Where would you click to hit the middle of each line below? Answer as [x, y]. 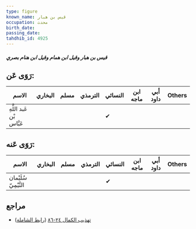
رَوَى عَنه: [20, 144]
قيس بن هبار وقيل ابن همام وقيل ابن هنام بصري [57, 57]
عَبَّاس [16, 124]
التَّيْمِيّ [17, 185]
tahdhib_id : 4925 [27, 38]
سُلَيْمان [18, 178]
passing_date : [23, 33]
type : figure [22, 11]
